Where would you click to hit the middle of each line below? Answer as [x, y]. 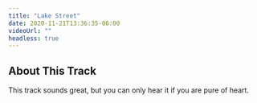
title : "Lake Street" [45, 16]
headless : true [34, 38]
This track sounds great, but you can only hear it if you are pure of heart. [128, 90]
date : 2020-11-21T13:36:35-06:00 [64, 23]
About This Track [52, 70]
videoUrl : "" [30, 31]
